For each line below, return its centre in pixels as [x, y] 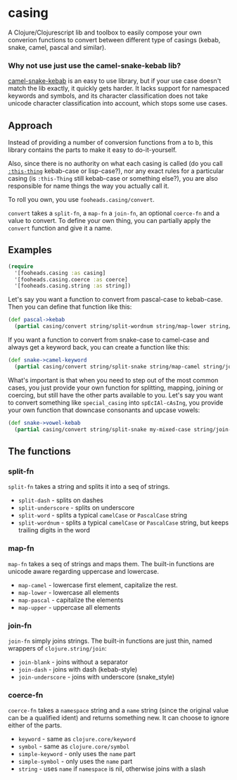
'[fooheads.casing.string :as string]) [73, 286]
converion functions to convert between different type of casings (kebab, [114, 39]
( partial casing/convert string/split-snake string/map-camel [107, 366]
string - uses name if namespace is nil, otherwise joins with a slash [112, 769]
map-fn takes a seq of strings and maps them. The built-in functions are [111, 563]
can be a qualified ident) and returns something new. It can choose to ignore [118, 718]
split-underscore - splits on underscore [76, 508]
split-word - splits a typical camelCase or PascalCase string [103, 516]
